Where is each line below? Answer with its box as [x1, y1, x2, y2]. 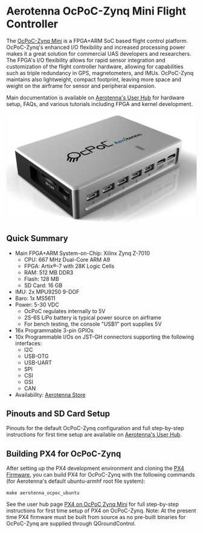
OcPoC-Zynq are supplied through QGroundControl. [6, 520, 136, 528]
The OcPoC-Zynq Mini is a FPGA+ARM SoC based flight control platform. [6, 37, 188, 44]
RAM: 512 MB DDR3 [24, 268, 74, 276]
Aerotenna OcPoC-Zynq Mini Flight [6, 4, 186, 18]
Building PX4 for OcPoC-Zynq [6, 448, 121, 459]
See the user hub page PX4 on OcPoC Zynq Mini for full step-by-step [6, 501, 179, 508]
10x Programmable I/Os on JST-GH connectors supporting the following [14, 333, 195, 340]
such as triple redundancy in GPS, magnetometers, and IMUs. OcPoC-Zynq [6, 69, 194, 76]
